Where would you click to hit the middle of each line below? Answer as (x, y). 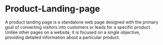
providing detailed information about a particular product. (63, 37)
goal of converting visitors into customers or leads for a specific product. (78, 27)
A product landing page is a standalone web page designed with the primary (82, 22)
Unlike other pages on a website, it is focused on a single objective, (72, 32)
